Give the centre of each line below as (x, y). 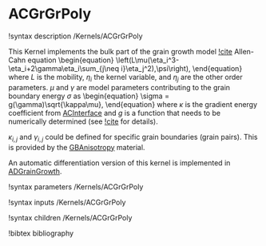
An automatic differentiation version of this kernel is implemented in (119, 163)
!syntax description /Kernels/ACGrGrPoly (75, 36)
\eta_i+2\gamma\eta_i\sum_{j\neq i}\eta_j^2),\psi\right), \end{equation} (125, 68)
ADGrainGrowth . (35, 171)
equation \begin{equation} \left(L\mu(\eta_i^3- (103, 60)
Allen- (244, 51)
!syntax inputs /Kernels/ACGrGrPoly (67, 202)
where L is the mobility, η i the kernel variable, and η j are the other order (126, 78)
